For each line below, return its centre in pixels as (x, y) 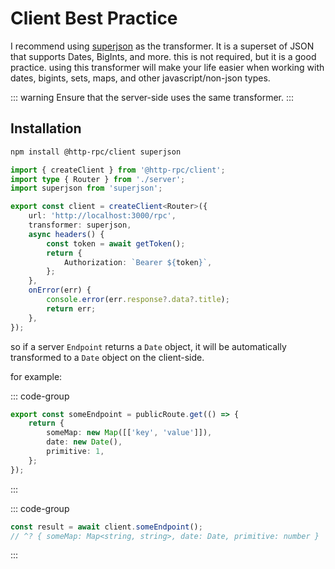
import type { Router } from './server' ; (98, 179)
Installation (46, 128)
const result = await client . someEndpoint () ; (106, 527)
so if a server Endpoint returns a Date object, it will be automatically (148, 346)
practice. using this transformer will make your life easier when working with (167, 67)
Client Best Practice (94, 18)
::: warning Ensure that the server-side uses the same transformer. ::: (152, 97)
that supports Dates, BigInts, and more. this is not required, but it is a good (163, 56)
